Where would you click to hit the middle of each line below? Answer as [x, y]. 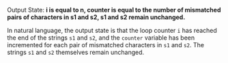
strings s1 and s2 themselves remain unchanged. [76, 52]
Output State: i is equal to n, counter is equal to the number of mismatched [114, 10]
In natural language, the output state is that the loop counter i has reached [112, 30]
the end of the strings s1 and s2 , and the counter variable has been [101, 38]
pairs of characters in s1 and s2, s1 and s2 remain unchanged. [96, 17]
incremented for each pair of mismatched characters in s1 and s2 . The [106, 45]
